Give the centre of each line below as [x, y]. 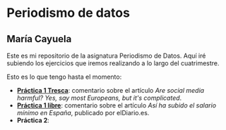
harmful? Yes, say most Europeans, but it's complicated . [99, 98]
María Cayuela [39, 39]
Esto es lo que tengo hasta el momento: [64, 77]
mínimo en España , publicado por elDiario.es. [83, 113]
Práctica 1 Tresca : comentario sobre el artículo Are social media [111, 90]
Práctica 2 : [33, 120]
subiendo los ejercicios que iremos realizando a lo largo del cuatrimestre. [113, 63]
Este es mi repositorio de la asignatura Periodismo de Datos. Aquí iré [106, 56]
